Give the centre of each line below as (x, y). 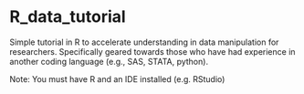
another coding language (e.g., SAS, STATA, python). (109, 61)
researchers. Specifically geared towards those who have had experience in (152, 51)
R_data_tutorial (68, 17)
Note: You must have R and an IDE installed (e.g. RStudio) (117, 78)
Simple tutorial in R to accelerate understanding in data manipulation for (144, 42)
